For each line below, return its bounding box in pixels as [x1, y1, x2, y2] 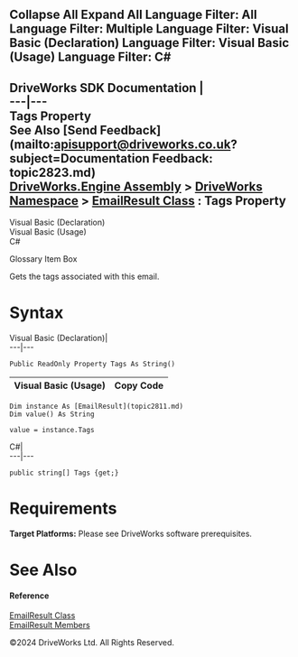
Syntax [9, 302, 64, 323]
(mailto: [9, 136, 54, 152]
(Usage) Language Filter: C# [9, 50, 172, 65]
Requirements [9, 498, 117, 519]
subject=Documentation [9, 151, 151, 166]
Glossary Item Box [9, 254, 78, 264]
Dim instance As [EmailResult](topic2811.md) [9, 402, 183, 412]
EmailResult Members [9, 620, 90, 631]
